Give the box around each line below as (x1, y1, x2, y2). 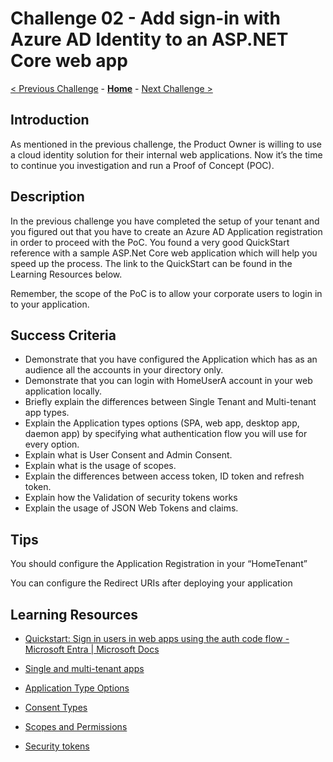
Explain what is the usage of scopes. (24, 460, 177, 472)
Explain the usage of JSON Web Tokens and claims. (24, 502, 239, 514)
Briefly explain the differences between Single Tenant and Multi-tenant (24, 396, 317, 408)
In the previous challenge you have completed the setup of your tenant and (10, 215, 320, 227)
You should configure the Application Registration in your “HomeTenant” (10, 558, 308, 570)
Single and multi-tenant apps (24, 663, 145, 674)
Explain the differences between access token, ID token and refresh (24, 470, 305, 482)
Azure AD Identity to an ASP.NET (10, 28, 289, 51)
